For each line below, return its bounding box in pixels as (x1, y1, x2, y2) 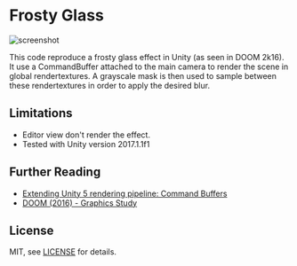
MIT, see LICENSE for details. (9, 246, 117, 257)
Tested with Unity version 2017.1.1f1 (21, 138, 150, 149)
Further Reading (9, 165, 101, 180)
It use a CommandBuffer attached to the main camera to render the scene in (9, 61, 289, 72)
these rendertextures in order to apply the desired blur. (9, 80, 211, 90)
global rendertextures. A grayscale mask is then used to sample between (9, 70, 277, 81)
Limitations (9, 106, 73, 121)
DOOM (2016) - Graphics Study (21, 197, 138, 208)
